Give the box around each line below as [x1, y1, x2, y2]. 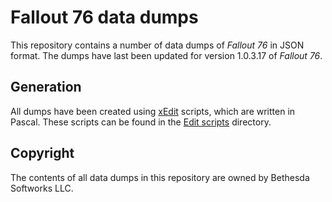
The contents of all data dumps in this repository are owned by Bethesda [10, 171, 310, 183]
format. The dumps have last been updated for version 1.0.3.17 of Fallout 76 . [10, 49, 323, 61]
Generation [10, 79, 82, 96]
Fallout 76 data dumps [10, 6, 199, 29]
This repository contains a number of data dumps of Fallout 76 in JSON [10, 39, 305, 51]
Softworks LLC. [10, 182, 74, 194]
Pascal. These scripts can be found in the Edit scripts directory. [10, 116, 272, 128]
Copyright [10, 145, 75, 162]
